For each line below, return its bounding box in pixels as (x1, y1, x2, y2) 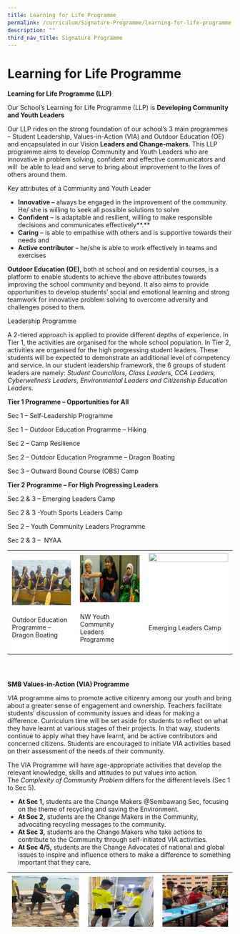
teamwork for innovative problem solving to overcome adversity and (7, 295, 209, 304)
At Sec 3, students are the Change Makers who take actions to (17, 828, 203, 836)
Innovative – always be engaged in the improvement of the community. (17, 198, 228, 207)
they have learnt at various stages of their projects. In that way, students (7, 724, 220, 732)
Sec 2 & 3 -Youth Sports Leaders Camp (7, 508, 123, 517)
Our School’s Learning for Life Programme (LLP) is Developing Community (7, 104, 229, 112)
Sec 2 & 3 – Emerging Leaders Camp (7, 495, 116, 503)
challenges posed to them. (7, 303, 86, 312)
